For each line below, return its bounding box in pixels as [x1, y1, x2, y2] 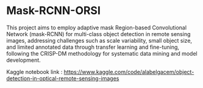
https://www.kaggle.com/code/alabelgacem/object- [63, 68, 194, 75]
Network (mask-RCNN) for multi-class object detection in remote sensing [6, 30, 191, 37]
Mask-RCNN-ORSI [6, 4, 101, 18]
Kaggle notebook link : [6, 68, 63, 75]
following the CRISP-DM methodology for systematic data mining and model [6, 50, 198, 57]
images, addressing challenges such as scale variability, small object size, [6, 37, 193, 44]
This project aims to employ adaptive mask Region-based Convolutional [6, 24, 187, 31]
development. [6, 56, 41, 64]
